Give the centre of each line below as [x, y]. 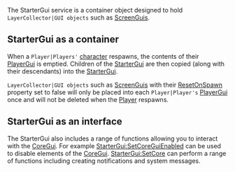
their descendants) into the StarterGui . [63, 71]
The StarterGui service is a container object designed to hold [95, 10]
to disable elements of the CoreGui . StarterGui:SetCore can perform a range [117, 153]
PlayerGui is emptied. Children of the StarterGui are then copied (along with [116, 64]
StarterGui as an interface [65, 122]
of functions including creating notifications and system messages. [104, 161]
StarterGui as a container [63, 40]
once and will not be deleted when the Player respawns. [88, 99]
